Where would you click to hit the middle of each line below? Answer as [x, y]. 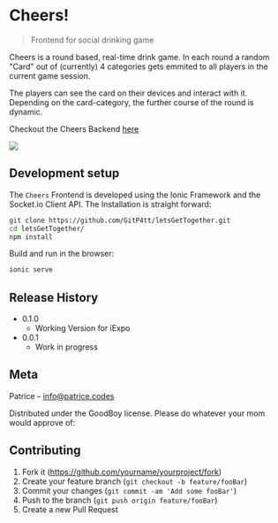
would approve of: [42, 422]
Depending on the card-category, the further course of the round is [131, 102]
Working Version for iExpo [83, 328]
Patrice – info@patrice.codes [62, 396]
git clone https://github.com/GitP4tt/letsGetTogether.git [120, 220]
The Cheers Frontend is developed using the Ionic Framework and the [135, 195]
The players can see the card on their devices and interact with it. [128, 93]
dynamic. [26, 112]
